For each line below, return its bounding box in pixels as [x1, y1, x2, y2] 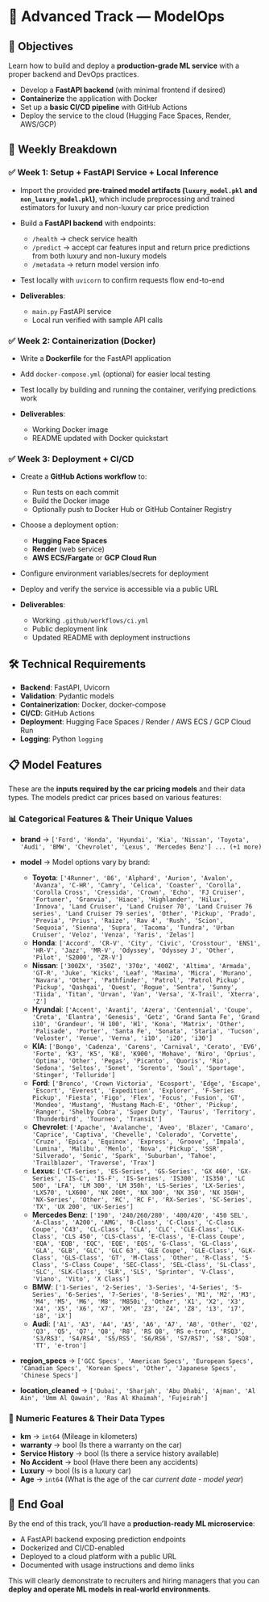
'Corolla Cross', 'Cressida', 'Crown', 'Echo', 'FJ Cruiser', [31, 888, 246, 897]
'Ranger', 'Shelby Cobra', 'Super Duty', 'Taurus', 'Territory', [31, 1108, 256, 1117]
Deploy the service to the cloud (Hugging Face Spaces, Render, [19, 111, 232, 120]
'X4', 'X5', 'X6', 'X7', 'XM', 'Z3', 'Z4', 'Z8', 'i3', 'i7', [31, 1305, 246, 1313]
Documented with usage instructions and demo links [19, 1560, 195, 1570]
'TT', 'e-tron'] [31, 1342, 87, 1350]
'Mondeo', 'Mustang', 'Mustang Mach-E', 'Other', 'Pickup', [31, 1101, 238, 1109]
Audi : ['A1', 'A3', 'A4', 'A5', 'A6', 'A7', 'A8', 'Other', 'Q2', [31, 1319, 259, 1329]
